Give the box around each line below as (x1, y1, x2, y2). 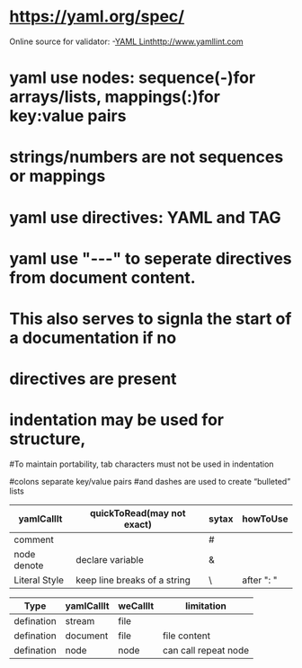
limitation (185, 600, 227, 612)
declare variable (75, 554, 144, 566)
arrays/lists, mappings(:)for (9, 87, 220, 107)
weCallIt (118, 600, 155, 612)
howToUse (242, 512, 289, 525)
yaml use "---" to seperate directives (9, 248, 292, 269)
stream (65, 615, 95, 627)
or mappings (9, 166, 106, 186)
